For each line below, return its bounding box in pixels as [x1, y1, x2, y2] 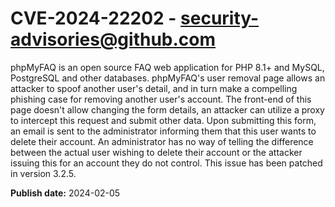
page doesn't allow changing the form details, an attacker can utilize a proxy [10, 103, 325, 116]
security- [180, 7, 260, 30]
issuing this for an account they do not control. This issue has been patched [10, 157, 323, 169]
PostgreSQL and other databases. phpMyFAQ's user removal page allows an [10, 72, 326, 84]
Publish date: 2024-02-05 [10, 187, 121, 199]
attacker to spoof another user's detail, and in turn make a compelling [10, 82, 298, 94]
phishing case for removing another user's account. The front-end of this [10, 93, 312, 105]
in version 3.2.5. [10, 167, 77, 179]
